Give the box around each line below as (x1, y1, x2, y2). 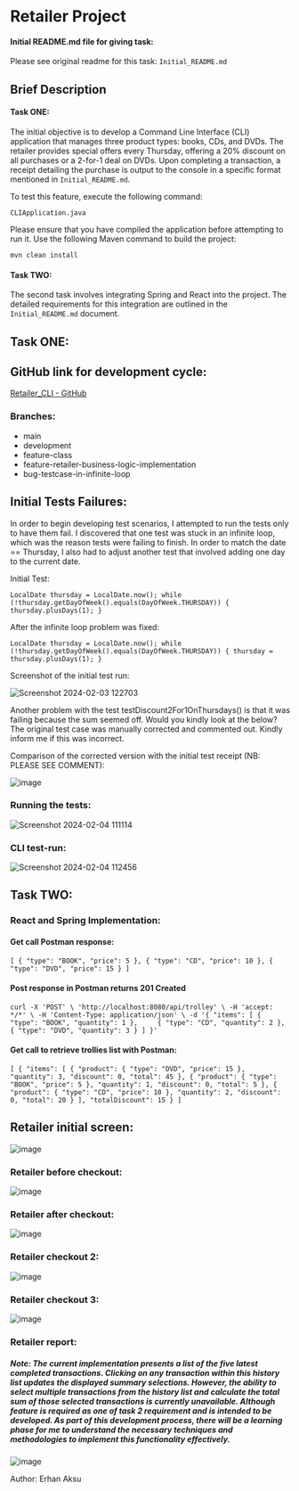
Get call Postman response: (10, 937, 115, 946)
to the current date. (10, 555, 81, 567)
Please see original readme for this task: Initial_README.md (10, 56, 228, 67)
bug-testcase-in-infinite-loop (22, 468, 131, 479)
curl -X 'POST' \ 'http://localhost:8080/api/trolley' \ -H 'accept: (10, 1003, 274, 1012)
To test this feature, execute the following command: (10, 191, 203, 201)
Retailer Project (10, 6, 127, 27)
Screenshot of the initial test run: (10, 670, 130, 681)
